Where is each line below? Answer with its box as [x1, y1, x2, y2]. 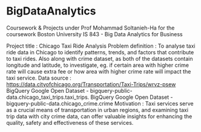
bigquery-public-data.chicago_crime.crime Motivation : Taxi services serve [6, 99, 194, 107]
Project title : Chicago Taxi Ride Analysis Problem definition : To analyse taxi [6, 42, 196, 49]
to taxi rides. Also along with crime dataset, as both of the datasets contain [6, 55, 193, 62]
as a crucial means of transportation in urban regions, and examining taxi [6, 106, 189, 113]
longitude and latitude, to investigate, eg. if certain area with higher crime [6, 61, 189, 69]
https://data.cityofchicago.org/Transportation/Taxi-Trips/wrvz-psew [6, 80, 176, 88]
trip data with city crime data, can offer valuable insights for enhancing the [6, 113, 193, 120]
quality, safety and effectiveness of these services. [6, 119, 134, 126]
